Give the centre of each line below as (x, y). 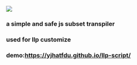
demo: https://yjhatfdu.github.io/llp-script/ (68, 55)
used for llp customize (39, 39)
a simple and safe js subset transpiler (61, 23)
